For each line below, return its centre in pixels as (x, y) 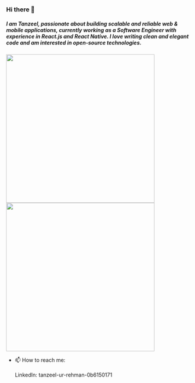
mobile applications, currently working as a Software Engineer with (91, 30)
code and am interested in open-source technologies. (74, 42)
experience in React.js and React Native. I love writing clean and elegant (97, 36)
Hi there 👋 (21, 10)
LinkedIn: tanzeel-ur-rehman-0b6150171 (63, 375)
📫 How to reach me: (40, 360)
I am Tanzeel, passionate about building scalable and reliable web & (92, 24)
